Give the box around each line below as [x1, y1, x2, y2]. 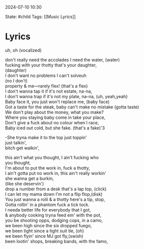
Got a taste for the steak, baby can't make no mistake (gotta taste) [5, 104, 139, 110]
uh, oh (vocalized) [5, 47, 42, 53]
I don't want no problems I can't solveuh [5, 72, 87, 78]
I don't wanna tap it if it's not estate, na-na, [5, 88, 92, 94]
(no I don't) [5, 77, 28, 83]
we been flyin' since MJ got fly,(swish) [5, 233, 84, 239]
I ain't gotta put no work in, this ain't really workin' [5, 170, 107, 176]
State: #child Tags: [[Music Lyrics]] [5, 14, 76, 19]
